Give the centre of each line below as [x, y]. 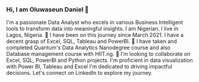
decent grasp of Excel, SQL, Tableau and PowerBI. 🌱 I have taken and [92, 42]
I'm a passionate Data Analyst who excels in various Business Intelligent [95, 23]
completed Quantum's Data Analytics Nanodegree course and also [88, 48]
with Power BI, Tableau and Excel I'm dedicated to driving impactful [89, 67]
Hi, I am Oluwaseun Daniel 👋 [48, 10]
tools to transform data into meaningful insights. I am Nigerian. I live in [92, 29]
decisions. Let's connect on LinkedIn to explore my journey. [79, 73]
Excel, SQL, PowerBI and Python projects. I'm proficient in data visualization [99, 60]
